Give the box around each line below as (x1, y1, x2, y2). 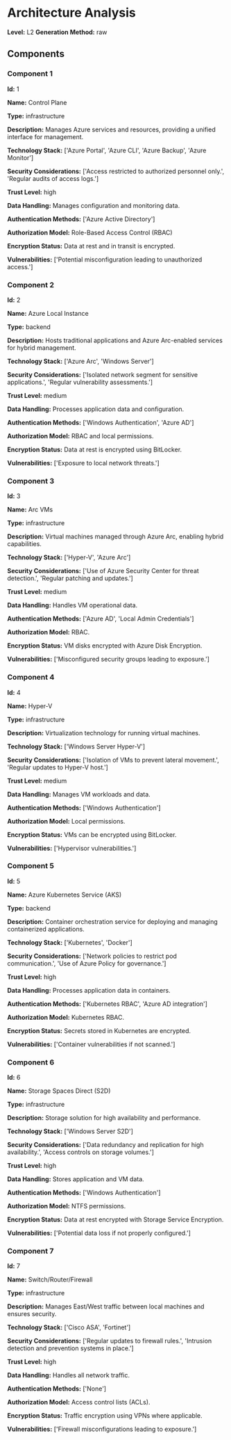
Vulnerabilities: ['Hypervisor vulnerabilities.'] (7, 844, 137, 852)
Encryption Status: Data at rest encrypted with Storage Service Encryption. (7, 1215, 224, 1224)
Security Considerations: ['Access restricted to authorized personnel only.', (7, 167, 225, 175)
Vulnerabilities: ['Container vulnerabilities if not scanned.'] (7, 1040, 176, 1048)
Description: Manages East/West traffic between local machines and (7, 1302, 205, 1311)
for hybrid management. (7, 343, 76, 352)
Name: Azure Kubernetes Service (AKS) (7, 890, 122, 899)
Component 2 (7, 280, 54, 289)
